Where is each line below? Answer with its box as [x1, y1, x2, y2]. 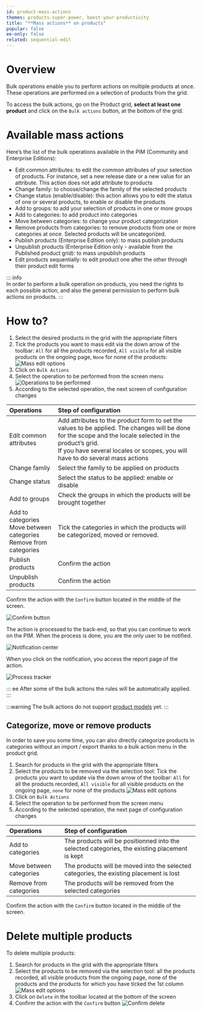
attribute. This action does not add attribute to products [14, 179, 153, 186]
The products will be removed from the [64, 879, 174, 887]
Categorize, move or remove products [6, 720, 151, 731]
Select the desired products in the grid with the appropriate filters [14, 334, 177, 341]
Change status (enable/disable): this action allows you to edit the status [14, 192, 192, 199]
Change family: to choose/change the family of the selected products [14, 185, 188, 193]
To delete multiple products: [6, 949, 76, 957]
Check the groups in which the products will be [58, 490, 191, 499]
